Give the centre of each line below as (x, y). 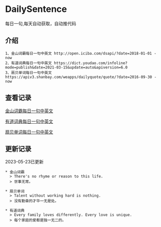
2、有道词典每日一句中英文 (29, 63)
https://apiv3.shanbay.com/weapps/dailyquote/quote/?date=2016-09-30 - (81, 77)
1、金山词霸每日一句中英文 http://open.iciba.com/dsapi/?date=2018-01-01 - (81, 53)
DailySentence (36, 9)
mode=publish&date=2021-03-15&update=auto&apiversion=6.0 (66, 67)
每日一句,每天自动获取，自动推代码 (41, 23)
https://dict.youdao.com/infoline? (91, 63)
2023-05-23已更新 (24, 162)
